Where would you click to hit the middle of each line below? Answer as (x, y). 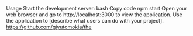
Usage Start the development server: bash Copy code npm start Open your (96, 8)
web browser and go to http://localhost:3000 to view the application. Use (94, 15)
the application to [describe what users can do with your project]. (85, 21)
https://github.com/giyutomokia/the (49, 27)
